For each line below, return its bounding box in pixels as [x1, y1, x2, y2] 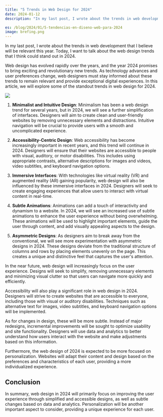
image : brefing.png [5, 30, 45, 35]
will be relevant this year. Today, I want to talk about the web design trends [5, 48, 154, 54]
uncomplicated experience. [12, 128, 67, 134]
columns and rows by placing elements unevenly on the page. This [12, 248, 146, 254]
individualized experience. [5, 364, 58, 370]
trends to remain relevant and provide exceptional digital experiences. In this [5, 78, 158, 84]
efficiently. [5, 279, 26, 284]
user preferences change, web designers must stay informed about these [5, 73, 152, 79]
